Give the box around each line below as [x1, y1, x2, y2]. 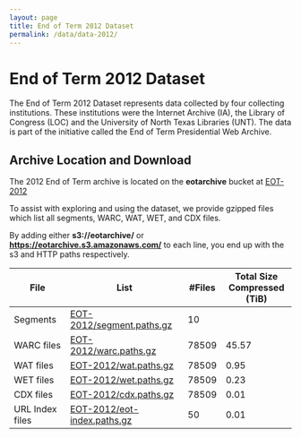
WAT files [13, 359, 54, 372]
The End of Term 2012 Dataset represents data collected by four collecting [9, 98, 285, 108]
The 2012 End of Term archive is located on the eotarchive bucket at [9, 176, 264, 187]
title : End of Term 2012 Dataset [9, 21, 134, 30]
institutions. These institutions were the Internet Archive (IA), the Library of [9, 107, 285, 118]
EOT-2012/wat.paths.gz [70, 359, 175, 372]
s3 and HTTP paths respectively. [9, 249, 130, 260]
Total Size [235, 271, 279, 283]
